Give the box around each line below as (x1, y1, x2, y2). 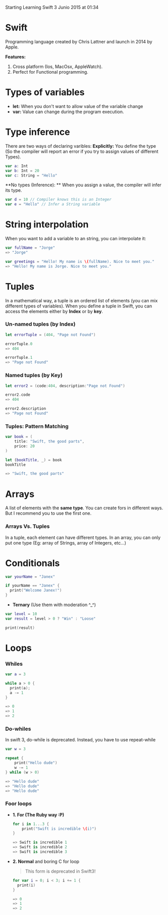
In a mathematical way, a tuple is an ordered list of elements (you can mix (5, 297, 158, 303)
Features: (5, 53, 26, 60)
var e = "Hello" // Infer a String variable (5, 202, 100, 207)
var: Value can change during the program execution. (12, 109, 124, 115)
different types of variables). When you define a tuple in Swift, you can (5, 303, 152, 309)
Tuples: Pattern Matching (5, 422, 69, 429)
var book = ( (5, 434, 33, 440)
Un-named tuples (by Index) (5, 320, 76, 328)
